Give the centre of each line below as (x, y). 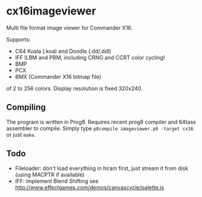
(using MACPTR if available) (50, 174)
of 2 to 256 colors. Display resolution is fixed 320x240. (74, 88)
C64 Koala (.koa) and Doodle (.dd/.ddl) (63, 51)
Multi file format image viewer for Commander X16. (69, 28)
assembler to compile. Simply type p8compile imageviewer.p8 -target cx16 (100, 128)
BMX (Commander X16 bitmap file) (58, 77)
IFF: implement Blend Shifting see (57, 181)
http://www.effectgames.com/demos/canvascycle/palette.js (90, 187)
